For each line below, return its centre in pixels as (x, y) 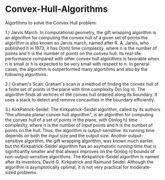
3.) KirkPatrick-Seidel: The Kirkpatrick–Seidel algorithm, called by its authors (83, 109)
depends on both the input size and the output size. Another (66, 135)
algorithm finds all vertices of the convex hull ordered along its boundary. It (81, 94)
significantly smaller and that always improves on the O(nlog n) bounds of (80, 151)
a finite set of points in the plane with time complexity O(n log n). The (75, 89)
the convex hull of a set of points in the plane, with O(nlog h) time (71, 120)
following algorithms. (26, 74)
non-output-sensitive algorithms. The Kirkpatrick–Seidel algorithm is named (82, 156)
